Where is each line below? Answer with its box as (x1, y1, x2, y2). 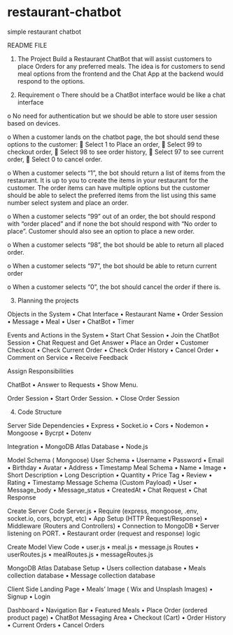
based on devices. (7, 119, 61, 127)
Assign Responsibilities (7, 366, 74, 375)
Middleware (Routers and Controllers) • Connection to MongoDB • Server (7, 521, 220, 530)
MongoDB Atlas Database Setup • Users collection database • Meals (7, 563, 206, 572)
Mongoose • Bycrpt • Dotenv (7, 429, 92, 437)
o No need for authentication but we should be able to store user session (7, 112, 218, 120)
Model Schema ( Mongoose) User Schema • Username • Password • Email (7, 455, 224, 464)
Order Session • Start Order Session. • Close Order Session (7, 394, 180, 402)
